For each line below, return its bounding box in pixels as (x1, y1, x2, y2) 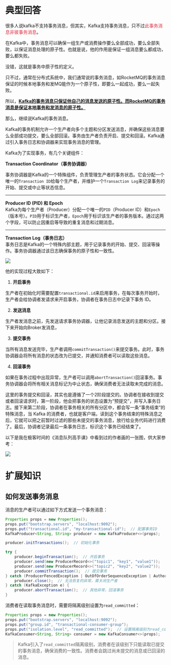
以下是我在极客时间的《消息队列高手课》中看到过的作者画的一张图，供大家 (5, 434, 161, 440)
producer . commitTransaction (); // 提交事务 (14, 568, 107, 573)
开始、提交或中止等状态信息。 (5, 184, 68, 190)
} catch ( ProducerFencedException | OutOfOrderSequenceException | (5, 573, 152, 579)
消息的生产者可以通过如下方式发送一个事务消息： (5, 506, 108, 513)
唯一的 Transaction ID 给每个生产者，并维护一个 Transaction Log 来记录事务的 (5, 178, 165, 184)
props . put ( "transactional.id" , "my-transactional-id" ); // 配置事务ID (5, 526, 158, 531)
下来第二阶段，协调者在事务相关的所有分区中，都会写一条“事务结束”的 (18, 404, 165, 410)
